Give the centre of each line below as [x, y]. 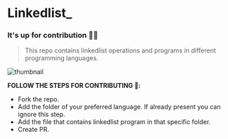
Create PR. [33, 130]
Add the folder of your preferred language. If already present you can [119, 107]
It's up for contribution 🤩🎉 [53, 35]
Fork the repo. [38, 99]
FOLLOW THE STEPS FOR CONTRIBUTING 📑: [74, 86]
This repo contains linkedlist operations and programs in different [120, 50]
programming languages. [61, 58]
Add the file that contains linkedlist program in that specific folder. [114, 122]
